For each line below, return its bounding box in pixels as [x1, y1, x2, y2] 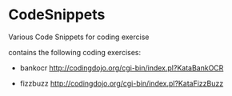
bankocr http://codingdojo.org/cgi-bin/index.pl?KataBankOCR [19, 62, 224, 73]
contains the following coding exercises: [8, 47, 142, 57]
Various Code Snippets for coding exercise [8, 32, 150, 42]
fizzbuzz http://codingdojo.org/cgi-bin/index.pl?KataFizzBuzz [19, 78, 224, 88]
